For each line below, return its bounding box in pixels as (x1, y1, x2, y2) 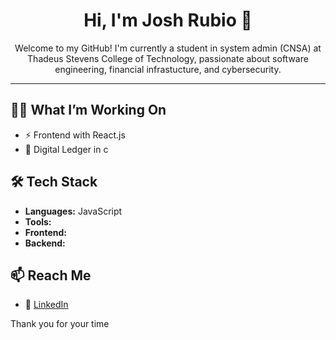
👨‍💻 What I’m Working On (10, 102, 167, 119)
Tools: (24, 215, 52, 228)
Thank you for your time (10, 318, 110, 330)
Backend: (24, 237, 66, 249)
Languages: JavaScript (24, 205, 123, 217)
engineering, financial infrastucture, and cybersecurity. (54, 63, 282, 75)
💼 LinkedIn (24, 299, 69, 311)
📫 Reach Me (10, 267, 92, 284)
